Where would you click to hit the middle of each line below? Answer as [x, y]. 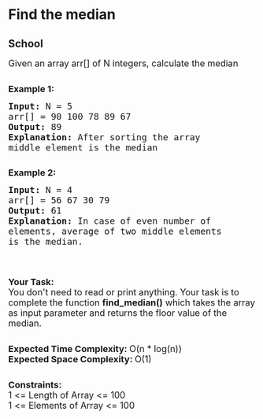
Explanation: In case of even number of [109, 221]
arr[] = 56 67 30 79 [59, 200]
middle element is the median [83, 147]
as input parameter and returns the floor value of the [118, 313]
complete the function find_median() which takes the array [132, 302]
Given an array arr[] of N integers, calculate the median [123, 63]
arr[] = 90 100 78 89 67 [70, 117]
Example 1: [31, 89]
